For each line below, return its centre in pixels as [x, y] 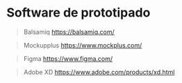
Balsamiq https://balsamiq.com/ [69, 32]
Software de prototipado [78, 13]
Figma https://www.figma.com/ [68, 58]
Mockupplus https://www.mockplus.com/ [83, 45]
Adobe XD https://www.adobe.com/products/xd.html [99, 72]
